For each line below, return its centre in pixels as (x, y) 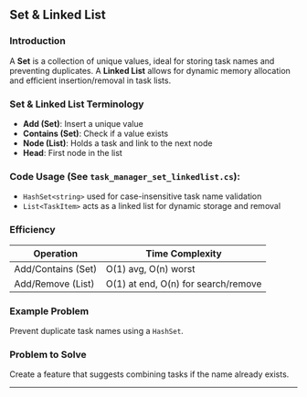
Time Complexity (184, 253)
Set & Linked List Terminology (77, 104)
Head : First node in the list (73, 152)
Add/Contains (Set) (56, 268)
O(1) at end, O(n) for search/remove (184, 284)
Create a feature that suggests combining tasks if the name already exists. (149, 374)
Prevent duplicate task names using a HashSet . (97, 330)
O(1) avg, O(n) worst (150, 268)
